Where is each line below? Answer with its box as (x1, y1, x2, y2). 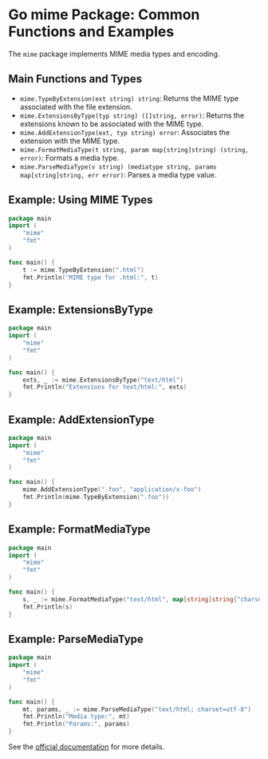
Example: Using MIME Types (8, 194, 153, 207)
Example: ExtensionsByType (8, 302, 154, 317)
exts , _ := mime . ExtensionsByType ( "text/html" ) (22, 376, 183, 384)
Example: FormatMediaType (8, 522, 151, 537)
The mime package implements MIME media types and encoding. (8, 49, 220, 58)
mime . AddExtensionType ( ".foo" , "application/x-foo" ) (22, 485, 202, 493)
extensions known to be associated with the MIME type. (19, 118, 204, 129)
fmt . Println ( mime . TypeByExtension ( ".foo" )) (22, 493, 170, 501)
